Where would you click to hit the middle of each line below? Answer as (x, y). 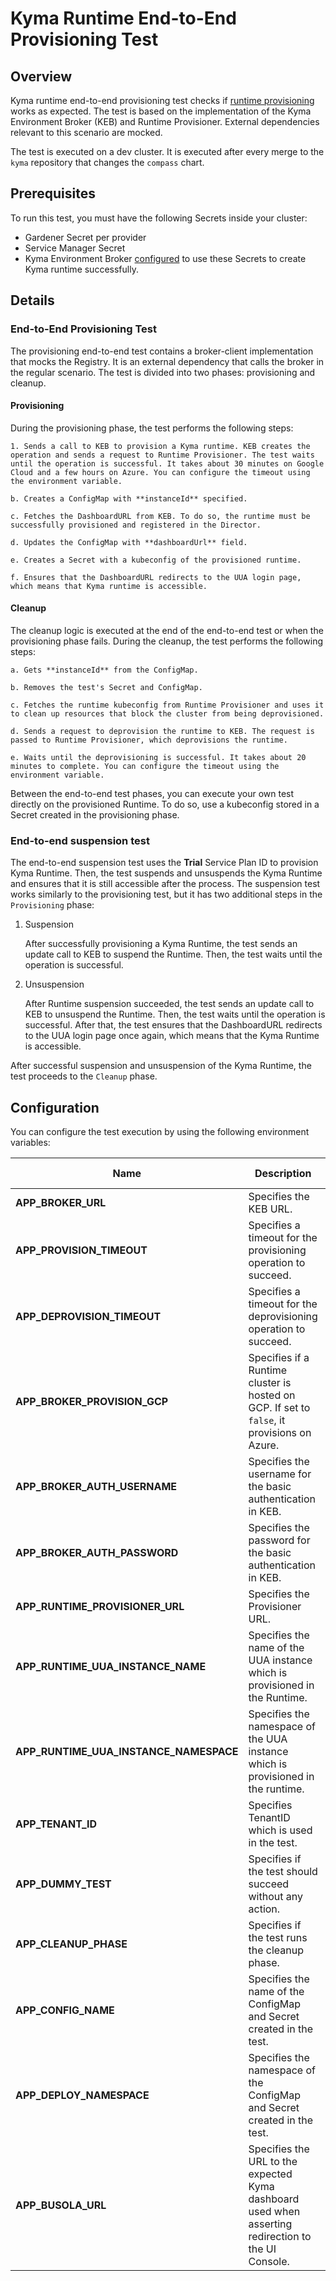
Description (283, 1174)
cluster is (270, 1383)
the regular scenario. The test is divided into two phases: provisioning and (163, 372)
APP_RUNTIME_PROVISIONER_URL (100, 1607)
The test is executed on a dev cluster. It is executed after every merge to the (167, 151)
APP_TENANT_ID (56, 1824)
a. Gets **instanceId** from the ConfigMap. (104, 670)
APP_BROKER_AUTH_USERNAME (96, 1487)
